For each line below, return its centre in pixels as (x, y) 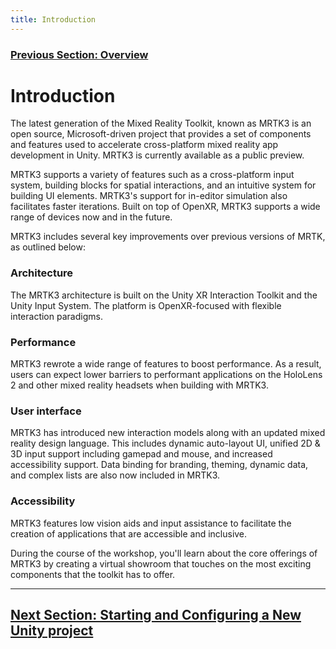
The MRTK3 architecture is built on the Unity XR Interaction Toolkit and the (164, 295)
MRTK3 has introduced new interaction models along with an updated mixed (168, 433)
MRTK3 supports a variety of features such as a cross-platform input (152, 175)
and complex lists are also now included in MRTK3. (115, 475)
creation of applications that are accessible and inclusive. (129, 533)
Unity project (52, 631)
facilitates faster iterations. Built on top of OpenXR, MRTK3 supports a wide (165, 207)
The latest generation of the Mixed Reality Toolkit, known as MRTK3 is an (161, 123)
